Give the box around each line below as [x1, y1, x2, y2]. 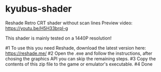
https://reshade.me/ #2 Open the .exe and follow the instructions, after [5, 50, 153, 56]
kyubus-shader [5, 3, 72, 15]
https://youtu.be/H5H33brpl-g [5, 25, 68, 31]
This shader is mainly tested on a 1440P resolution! [5, 35, 112, 41]
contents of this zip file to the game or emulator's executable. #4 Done [5, 61, 153, 67]
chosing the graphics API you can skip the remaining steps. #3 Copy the [5, 55, 156, 61]
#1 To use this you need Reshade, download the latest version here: [5, 45, 146, 51]
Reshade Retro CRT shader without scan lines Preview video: [5, 20, 133, 26]
